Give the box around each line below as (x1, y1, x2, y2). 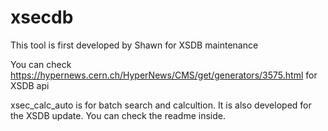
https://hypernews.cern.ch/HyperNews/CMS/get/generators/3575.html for (10, 69, 318, 81)
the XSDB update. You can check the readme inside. (10, 109, 227, 121)
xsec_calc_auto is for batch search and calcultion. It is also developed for (10, 99, 312, 111)
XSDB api (10, 79, 50, 91)
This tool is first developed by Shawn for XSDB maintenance (10, 39, 259, 51)
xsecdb (10, 6, 74, 29)
